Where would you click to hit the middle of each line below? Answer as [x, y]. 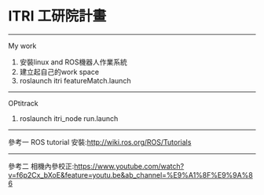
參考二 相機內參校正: [41, 166]
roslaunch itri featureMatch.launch [75, 80]
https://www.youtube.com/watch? [129, 166]
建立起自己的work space [59, 72]
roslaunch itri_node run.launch [69, 118]
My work [22, 46]
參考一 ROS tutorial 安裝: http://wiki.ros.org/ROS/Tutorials [100, 142]
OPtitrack [24, 103]
